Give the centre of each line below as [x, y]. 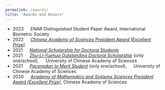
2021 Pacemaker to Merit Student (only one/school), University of [86, 66]
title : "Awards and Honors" [35, 14]
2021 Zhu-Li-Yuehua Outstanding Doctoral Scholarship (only [78, 55]
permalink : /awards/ [27, 10]
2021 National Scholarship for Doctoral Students [66, 50]
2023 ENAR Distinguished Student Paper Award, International [79, 28]
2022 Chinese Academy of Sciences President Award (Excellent [82, 39]
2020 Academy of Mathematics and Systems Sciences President [83, 76]
